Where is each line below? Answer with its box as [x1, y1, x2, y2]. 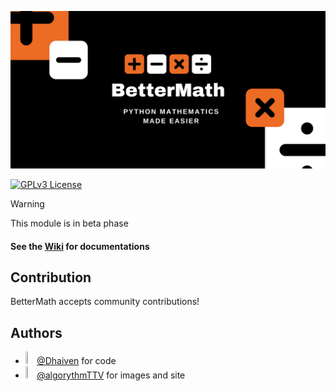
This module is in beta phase [10, 217, 129, 229]
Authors [10, 324, 63, 341]
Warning [10, 198, 45, 210]
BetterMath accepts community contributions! [10, 296, 200, 308]
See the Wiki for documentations [10, 240, 150, 252]
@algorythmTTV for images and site [36, 369, 186, 381]
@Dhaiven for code [36, 355, 117, 367]
